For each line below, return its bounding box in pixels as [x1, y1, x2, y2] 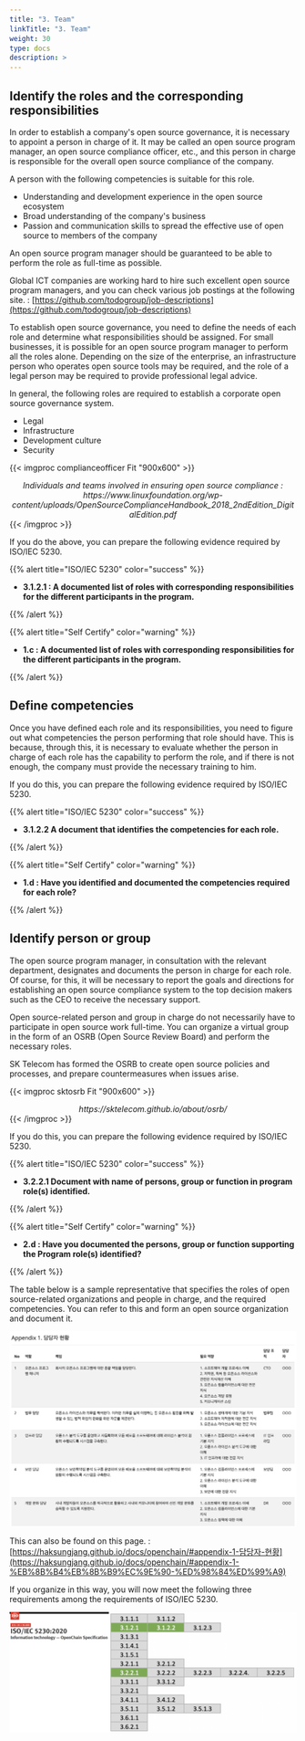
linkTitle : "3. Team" [9, 24, 92, 34]
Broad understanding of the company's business [22, 210, 207, 221]
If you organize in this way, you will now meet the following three [9, 1584, 252, 1595]
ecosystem [22, 201, 65, 212]
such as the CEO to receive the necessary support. [9, 993, 201, 1004]
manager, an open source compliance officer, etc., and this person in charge [9, 146, 296, 157]
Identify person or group [9, 931, 151, 947]
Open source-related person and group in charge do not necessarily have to [9, 1012, 296, 1023]
